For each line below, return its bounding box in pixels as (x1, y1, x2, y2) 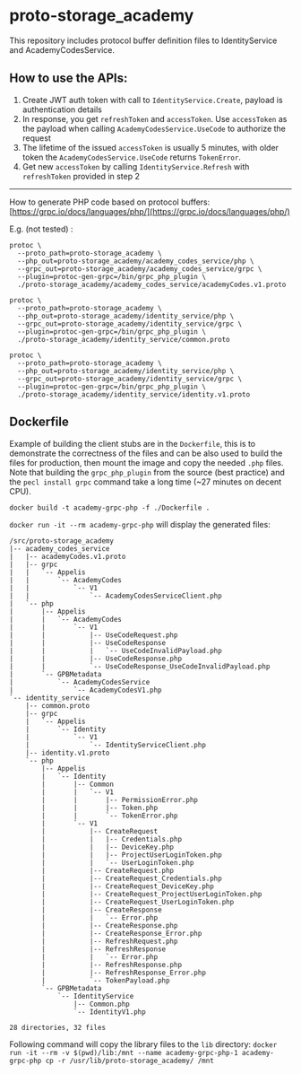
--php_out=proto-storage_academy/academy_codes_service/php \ (17, 257, 254, 266)
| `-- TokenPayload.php (41, 975, 170, 985)
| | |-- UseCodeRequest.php (9, 630, 178, 640)
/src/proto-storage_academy (9, 536, 115, 546)
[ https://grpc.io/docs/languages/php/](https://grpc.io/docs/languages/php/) (9, 205, 291, 216)
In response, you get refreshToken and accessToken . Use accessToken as (21, 113, 288, 124)
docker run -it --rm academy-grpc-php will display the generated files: (9, 519, 271, 529)
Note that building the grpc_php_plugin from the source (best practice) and (9, 467, 285, 477)
